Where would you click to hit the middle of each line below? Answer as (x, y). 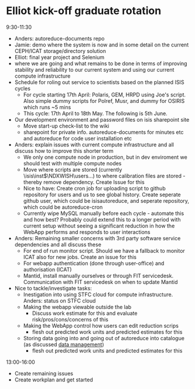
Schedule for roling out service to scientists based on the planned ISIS (99, 82)
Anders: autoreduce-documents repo (59, 38)
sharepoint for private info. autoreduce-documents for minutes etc (103, 132)
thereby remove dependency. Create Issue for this (84, 182)
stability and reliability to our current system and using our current (94, 69)
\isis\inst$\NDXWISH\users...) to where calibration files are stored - (104, 176)
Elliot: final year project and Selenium (59, 57)
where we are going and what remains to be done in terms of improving (101, 63)
